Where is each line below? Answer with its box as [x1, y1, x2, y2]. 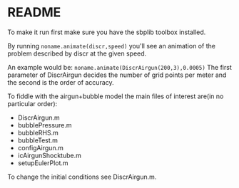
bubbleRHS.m [17, 128, 59, 137]
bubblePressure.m [17, 120, 73, 129]
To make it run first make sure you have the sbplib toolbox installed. [7, 28, 206, 36]
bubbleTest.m [17, 136, 59, 145]
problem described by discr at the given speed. [7, 49, 147, 58]
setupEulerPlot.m [17, 158, 69, 167]
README [7, 4, 61, 21]
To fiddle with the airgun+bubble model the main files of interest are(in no [7, 92, 224, 100]
